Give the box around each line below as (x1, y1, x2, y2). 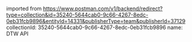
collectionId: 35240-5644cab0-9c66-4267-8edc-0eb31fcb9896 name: (6, 24, 183, 31)
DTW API (6, 30, 29, 37)
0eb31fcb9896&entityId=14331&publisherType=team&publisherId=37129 (6, 18, 186, 24)
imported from (6, 5, 42, 12)
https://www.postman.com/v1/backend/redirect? (43, 5, 163, 12)
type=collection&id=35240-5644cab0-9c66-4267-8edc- (6, 11, 149, 18)
